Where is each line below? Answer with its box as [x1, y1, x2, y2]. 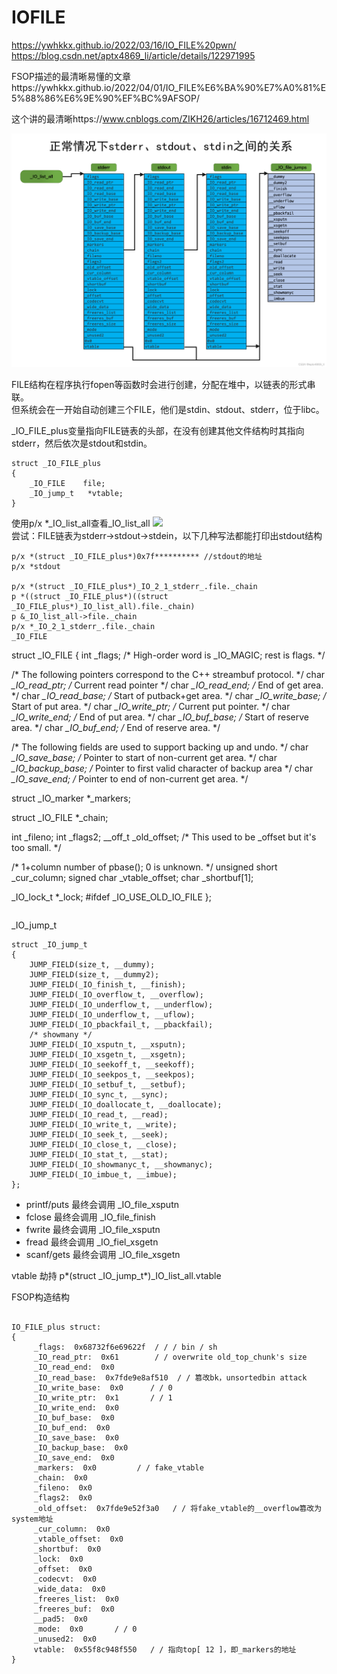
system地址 [11, 1514, 54, 1524]
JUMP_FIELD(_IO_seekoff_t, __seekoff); [29, 1059, 196, 1070]
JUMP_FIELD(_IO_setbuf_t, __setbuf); [29, 1079, 187, 1090]
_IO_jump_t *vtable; [29, 488, 124, 498]
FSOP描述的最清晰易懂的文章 [11, 70, 131, 82]
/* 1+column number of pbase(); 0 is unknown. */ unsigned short [11, 861, 278, 873]
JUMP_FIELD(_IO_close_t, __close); [29, 1139, 178, 1150]
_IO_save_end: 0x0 [33, 1452, 115, 1463]
